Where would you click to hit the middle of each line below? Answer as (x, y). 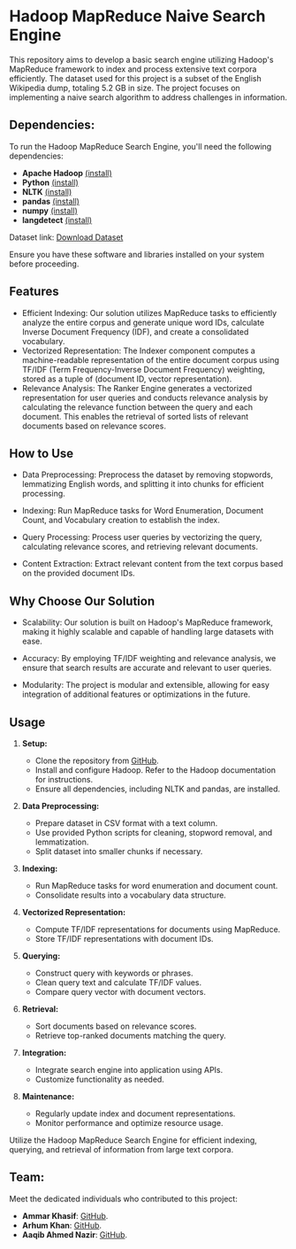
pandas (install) (50, 201)
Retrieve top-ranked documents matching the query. (131, 1036)
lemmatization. (62, 842)
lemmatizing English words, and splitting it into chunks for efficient (143, 484)
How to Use (42, 453)
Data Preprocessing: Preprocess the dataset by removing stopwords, (148, 474)
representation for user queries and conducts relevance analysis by (145, 397)
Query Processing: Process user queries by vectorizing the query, (142, 537)
